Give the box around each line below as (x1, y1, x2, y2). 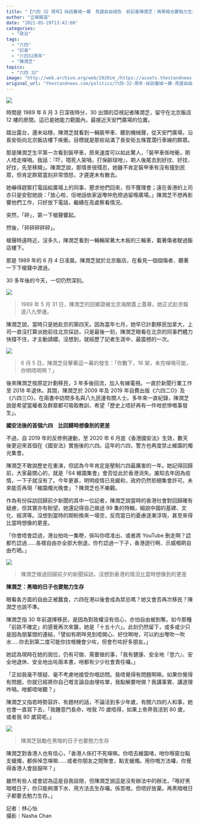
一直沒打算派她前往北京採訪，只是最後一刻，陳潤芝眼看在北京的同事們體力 (11, 328, 193, 335)
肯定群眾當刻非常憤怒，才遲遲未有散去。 (21, 171, 120, 178)
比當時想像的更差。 (6, 519, 53, 526)
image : (6, 75, 23, 81)
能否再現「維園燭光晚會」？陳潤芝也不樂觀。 (11, 484, 120, 491)
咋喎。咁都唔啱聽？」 (6, 686, 58, 693)
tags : (6, 36, 20, 42)
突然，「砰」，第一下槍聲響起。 (6, 212, 79, 218)
